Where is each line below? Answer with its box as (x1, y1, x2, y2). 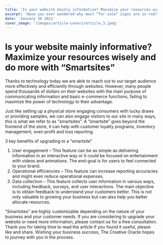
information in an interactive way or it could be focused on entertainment (12, 153, 158, 159)
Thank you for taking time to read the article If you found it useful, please (5, 224, 151, 230)
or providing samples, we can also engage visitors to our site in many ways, (5, 114, 156, 119)
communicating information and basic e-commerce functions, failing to (5, 94, 147, 99)
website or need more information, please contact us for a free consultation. (5, 219, 158, 225)
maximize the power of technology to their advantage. (5, 99, 114, 105)
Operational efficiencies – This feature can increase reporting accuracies (12, 168, 158, 174)
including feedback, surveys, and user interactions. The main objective (12, 184, 154, 190)
